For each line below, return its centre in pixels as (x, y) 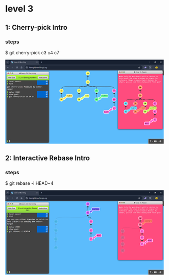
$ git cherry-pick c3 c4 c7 (32, 52)
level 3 (19, 9)
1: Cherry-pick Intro (36, 27)
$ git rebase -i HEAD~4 (29, 183)
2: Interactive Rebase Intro (48, 158)
